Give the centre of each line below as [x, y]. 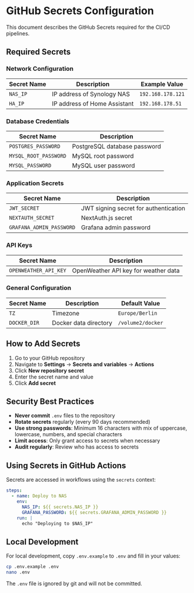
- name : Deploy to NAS [39, 496]
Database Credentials [38, 121]
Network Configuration [40, 69]
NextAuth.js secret [107, 218]
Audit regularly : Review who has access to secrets [77, 447]
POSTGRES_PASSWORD [35, 146]
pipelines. [18, 33]
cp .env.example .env [33, 567]
